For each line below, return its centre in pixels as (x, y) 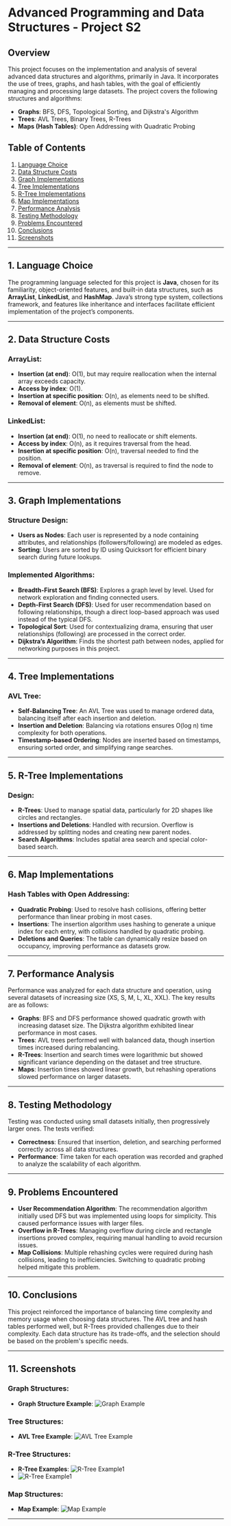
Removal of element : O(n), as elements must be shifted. (97, 403)
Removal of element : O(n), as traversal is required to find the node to (115, 465)
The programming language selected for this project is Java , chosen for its (113, 282)
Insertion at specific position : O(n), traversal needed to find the (108, 450)
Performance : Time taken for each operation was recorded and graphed (120, 1157)
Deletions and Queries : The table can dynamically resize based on (112, 938)
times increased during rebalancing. (69, 1047)
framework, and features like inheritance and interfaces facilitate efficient (111, 304)
